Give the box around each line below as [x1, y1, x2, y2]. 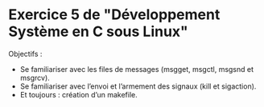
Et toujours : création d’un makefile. [19, 89, 138, 99]
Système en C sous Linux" [8, 22, 189, 41]
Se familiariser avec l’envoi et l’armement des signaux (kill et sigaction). [19, 81, 257, 91]
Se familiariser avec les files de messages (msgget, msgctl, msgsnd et [19, 64, 254, 73]
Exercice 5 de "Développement [8, 6, 221, 24]
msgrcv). [19, 73, 50, 82]
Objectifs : [8, 49, 43, 58]
